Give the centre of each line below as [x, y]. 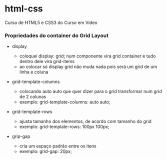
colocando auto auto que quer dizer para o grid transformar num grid [90, 91]
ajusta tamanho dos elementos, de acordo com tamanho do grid [85, 121]
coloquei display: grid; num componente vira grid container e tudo [87, 56]
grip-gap [21, 136]
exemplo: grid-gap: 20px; [45, 151]
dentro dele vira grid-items [47, 61]
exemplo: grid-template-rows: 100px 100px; [64, 127]
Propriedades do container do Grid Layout [56, 35]
